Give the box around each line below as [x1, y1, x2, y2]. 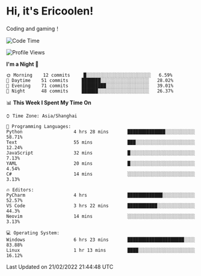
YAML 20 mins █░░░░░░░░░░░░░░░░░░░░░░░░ [6, 160, 196, 167]
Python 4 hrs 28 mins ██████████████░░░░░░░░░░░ [6, 129, 196, 135]
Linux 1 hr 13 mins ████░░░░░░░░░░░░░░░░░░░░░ [6, 247, 196, 253]
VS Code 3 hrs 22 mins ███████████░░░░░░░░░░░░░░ [6, 202, 196, 209]
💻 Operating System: [6, 229, 60, 236]
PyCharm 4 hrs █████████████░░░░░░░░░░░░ [6, 192, 196, 198]
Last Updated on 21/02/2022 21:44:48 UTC [6, 263, 114, 270]
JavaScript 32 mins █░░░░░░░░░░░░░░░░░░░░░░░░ [6, 150, 196, 156]
